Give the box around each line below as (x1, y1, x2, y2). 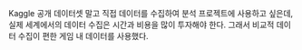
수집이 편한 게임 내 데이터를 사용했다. (17, 31, 149, 41)
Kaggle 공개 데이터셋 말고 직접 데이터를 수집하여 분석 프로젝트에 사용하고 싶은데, (8, 8, 294, 18)
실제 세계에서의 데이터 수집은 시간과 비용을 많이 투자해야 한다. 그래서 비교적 (8, 19, 275, 30)
